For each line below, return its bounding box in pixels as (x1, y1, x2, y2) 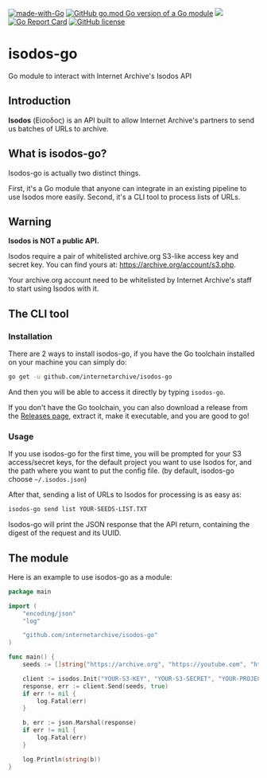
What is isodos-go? (8, 147, 107, 161)
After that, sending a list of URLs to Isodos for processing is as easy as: (8, 490, 242, 499)
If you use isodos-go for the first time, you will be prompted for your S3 (8, 449, 242, 459)
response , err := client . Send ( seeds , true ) (22, 682, 169, 690)
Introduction (8, 94, 72, 108)
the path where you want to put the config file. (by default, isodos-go (8, 466, 234, 475)
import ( (8, 602, 37, 610)
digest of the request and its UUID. (8, 528, 122, 538)
